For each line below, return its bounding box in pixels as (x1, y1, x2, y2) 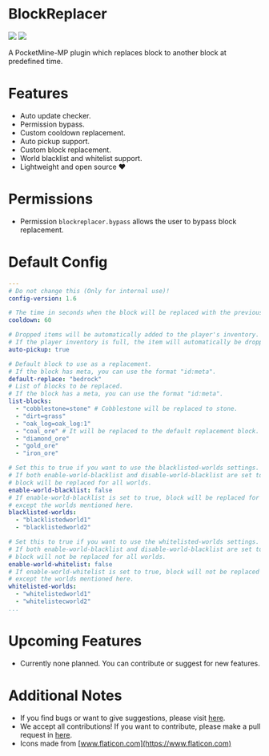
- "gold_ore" (15, 442, 59, 450)
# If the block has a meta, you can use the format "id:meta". (8, 390, 224, 398)
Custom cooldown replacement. (19, 127, 126, 137)
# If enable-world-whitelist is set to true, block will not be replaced (8, 568, 260, 576)
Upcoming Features (8, 632, 143, 649)
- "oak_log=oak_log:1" (15, 420, 91, 428)
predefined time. (8, 56, 63, 66)
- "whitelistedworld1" (15, 590, 91, 598)
